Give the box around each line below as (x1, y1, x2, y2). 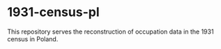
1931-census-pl (7, 4, 100, 20)
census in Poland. (7, 34, 59, 43)
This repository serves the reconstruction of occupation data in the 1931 (7, 27, 214, 36)
